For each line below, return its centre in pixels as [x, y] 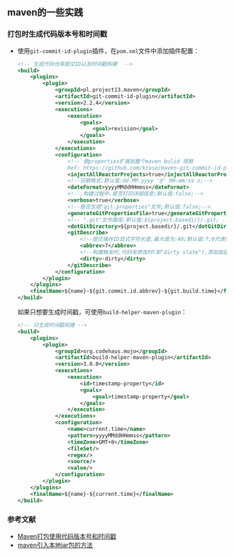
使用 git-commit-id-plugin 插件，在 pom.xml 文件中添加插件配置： [108, 50]
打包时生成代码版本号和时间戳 [57, 34]
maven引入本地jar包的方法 [55, 545]
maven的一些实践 [45, 13]
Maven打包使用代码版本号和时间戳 [67, 536]
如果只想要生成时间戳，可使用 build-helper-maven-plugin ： [102, 312]
